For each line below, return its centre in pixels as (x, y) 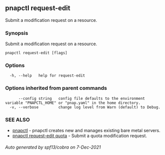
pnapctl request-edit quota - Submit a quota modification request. (80, 136)
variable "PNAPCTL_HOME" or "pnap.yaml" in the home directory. (73, 103)
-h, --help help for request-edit (47, 76)
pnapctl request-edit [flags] (36, 53)
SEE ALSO (18, 120)
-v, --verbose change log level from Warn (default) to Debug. (85, 107)
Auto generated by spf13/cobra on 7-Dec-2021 (53, 147)
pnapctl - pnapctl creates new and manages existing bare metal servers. (86, 130)
